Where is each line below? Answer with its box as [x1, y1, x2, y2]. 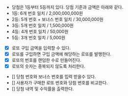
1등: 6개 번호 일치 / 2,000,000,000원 [11, 10, 83, 16]
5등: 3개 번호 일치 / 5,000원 [11, 35, 66, 40]
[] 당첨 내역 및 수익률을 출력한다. [11, 86, 74, 92]
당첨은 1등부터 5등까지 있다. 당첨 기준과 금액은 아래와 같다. [11, 4, 124, 10]
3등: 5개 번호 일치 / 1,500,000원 [11, 22, 74, 28]
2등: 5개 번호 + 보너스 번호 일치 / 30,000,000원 [11, 17, 104, 22]
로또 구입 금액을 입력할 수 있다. [11, 45, 71, 51]
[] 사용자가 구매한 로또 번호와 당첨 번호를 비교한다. [11, 80, 108, 86]
